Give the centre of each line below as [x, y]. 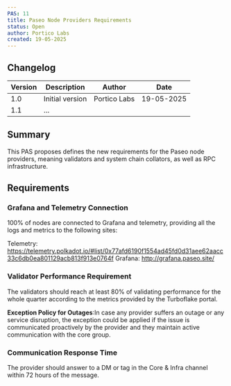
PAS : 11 [18, 14]
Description [65, 87]
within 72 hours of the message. [53, 375]
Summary [29, 135]
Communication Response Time [62, 353]
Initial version [66, 99]
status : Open [26, 26]
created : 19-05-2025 [37, 40]
